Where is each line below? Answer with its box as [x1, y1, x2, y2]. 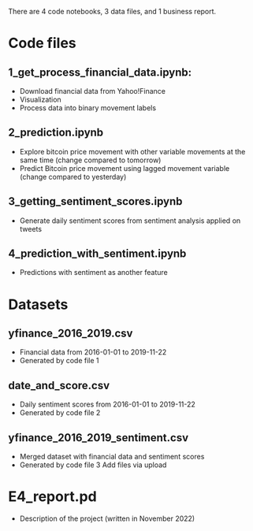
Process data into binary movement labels [19, 103, 156, 113]
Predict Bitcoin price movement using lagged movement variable [19, 163, 230, 173]
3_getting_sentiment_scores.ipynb [8, 195, 183, 208]
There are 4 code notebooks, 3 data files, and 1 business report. [8, 7, 217, 16]
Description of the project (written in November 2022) [19, 514, 195, 523]
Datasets [8, 295, 69, 314]
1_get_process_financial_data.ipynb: [8, 65, 192, 79]
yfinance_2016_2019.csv [8, 327, 133, 340]
